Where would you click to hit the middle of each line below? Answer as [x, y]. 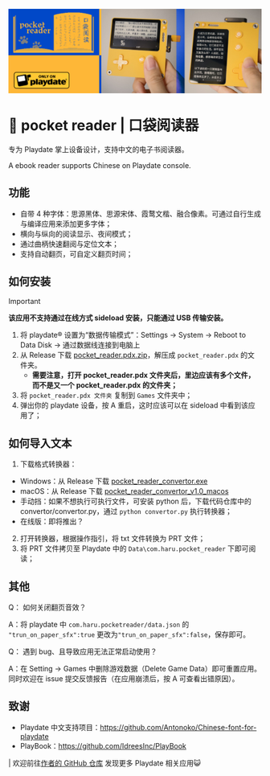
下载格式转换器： [48, 464]
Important [25, 302]
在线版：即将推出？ [52, 521]
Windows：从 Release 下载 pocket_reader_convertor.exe [114, 481]
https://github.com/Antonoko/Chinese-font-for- [178, 727]
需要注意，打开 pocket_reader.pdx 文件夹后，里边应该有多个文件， [143, 376]
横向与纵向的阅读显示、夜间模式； [76, 233]
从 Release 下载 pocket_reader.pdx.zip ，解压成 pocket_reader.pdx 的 [134, 355]
